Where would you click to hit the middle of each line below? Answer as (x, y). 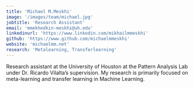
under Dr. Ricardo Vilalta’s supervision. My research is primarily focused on (97, 72)
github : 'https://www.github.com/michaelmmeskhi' (68, 39)
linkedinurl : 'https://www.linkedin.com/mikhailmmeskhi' (77, 33)
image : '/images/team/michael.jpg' (50, 17)
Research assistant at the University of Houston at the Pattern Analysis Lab (97, 66)
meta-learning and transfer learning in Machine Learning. (76, 79)
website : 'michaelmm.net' (38, 45)
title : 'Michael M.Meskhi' (39, 11)
